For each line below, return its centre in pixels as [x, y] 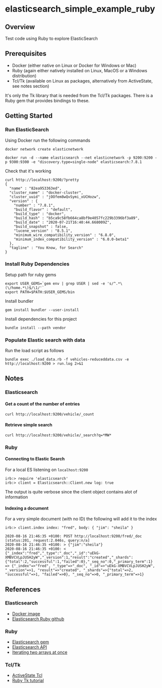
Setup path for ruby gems [31, 275]
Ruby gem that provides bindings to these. [47, 100]
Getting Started [29, 116]
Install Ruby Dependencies [37, 264]
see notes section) [31, 86]
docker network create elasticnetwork [44, 149]
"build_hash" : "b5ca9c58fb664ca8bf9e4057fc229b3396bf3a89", [77, 218]
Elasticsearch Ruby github [38, 619]
